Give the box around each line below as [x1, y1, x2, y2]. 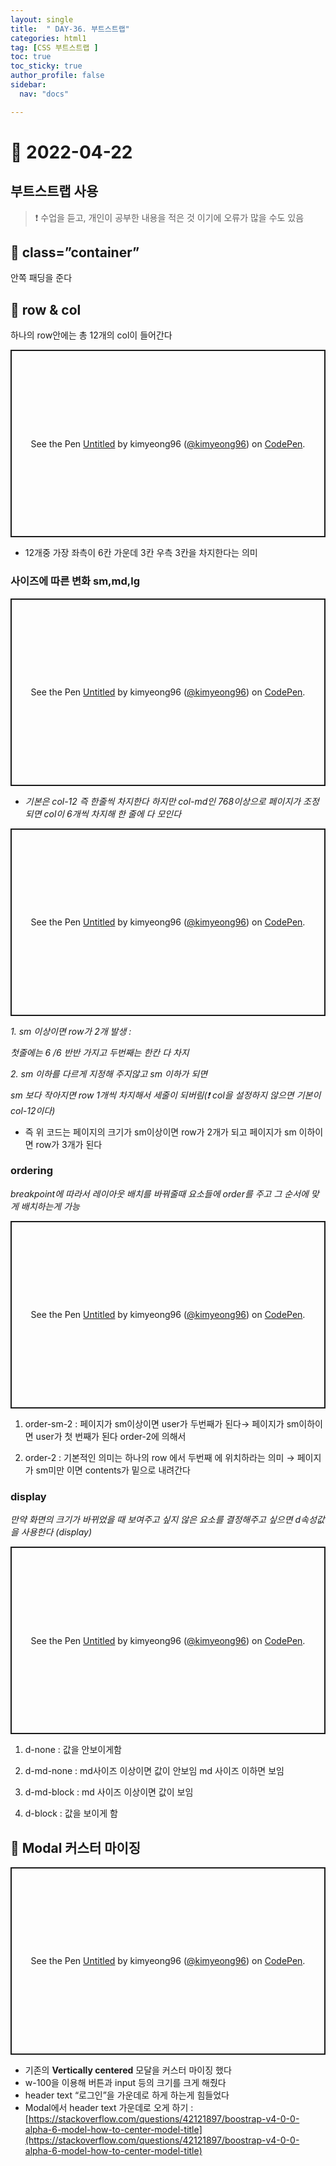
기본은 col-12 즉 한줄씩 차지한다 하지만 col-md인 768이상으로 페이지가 [24, 795, 302, 807]
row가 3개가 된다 [35, 1138, 103, 1150]
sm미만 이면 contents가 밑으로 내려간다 [35, 1464, 191, 1476]
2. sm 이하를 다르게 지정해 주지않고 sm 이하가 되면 [10, 1067, 208, 1080]
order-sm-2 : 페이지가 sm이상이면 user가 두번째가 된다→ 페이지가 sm [24, 1417, 300, 1430]
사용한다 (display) [20, 1526, 93, 1538]
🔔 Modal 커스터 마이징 [10, 1839, 142, 1856]
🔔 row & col [10, 301, 82, 318]
